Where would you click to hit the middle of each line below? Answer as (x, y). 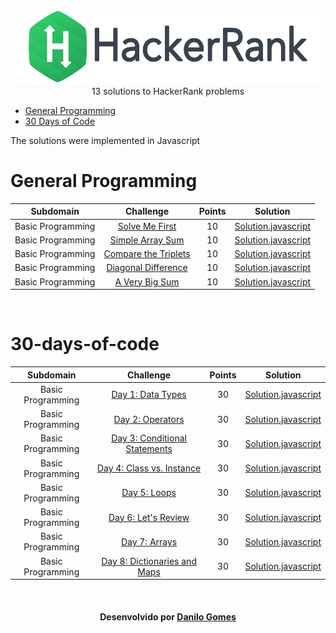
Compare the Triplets (147, 254)
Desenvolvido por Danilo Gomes (168, 616)
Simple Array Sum (147, 240)
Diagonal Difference (147, 268)
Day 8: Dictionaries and (149, 561)
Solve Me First (147, 226)
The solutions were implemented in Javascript (105, 140)
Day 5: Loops (149, 493)
